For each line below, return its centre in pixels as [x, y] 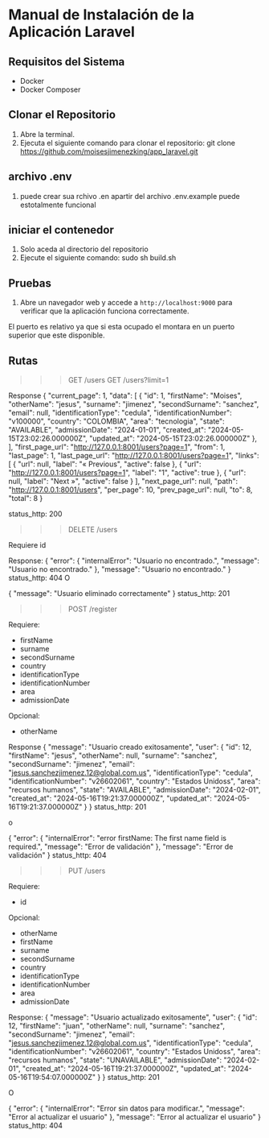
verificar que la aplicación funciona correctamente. [104, 311]
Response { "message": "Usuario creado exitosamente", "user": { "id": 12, [130, 747]
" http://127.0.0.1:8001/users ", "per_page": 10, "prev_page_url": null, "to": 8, [130, 490]
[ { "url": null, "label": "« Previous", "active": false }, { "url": [105, 464]
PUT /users [87, 871]
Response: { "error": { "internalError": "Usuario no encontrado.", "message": [134, 561]
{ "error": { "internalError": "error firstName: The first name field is [118, 838]
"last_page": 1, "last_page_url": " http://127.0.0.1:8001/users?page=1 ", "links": [134, 456]
